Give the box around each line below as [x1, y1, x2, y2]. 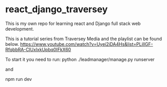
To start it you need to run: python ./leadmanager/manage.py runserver [5, 56, 155, 62]
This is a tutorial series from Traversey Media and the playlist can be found [5, 36, 162, 42]
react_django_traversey [5, 4, 108, 15]
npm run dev [5, 76, 32, 82]
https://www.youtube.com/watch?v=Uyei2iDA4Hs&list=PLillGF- [20, 41, 153, 47]
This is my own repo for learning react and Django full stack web [5, 20, 141, 26]
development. [5, 25, 34, 32]
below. [5, 41, 19, 47]
